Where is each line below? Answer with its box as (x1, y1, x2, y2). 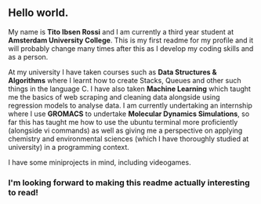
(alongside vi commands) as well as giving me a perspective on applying (8, 126, 243, 135)
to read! (8, 187, 39, 198)
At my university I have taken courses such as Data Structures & (8, 67, 217, 77)
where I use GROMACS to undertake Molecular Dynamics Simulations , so (8, 109, 250, 118)
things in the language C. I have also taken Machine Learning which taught (8, 84, 251, 93)
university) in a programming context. (8, 142, 129, 151)
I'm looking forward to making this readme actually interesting (8, 177, 251, 188)
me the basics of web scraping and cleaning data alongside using (8, 92, 221, 101)
